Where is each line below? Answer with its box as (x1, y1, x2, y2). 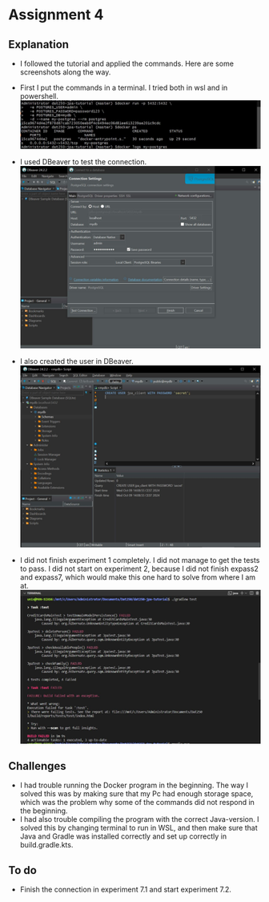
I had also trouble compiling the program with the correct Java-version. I (19, 815, 259, 824)
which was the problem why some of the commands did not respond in (19, 798, 255, 807)
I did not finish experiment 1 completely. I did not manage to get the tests (19, 556, 260, 565)
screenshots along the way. (19, 67, 111, 77)
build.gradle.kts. (19, 840, 74, 850)
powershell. (19, 91, 58, 101)
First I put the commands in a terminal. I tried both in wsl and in (19, 83, 228, 92)
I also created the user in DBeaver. (19, 357, 134, 366)
